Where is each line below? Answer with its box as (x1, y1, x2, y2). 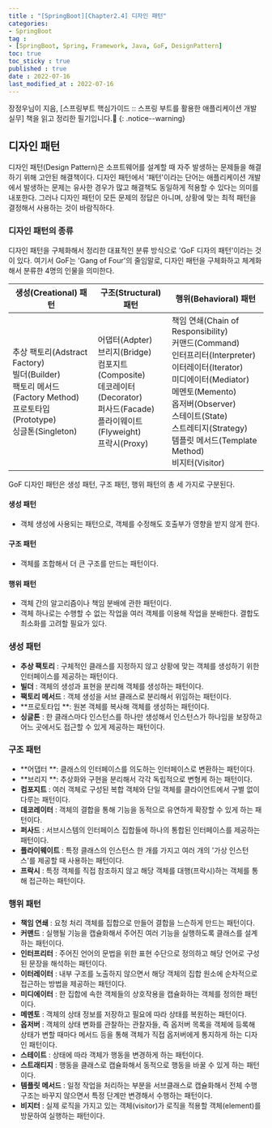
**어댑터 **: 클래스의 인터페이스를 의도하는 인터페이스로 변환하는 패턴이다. (19, 764, 255, 774)
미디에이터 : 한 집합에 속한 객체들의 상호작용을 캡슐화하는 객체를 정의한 (19, 989, 243, 999)
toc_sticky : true (8, 58, 70, 66)
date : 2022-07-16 (8, 72, 70, 80)
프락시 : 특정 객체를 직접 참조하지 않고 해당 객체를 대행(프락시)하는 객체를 (19, 866, 250, 875)
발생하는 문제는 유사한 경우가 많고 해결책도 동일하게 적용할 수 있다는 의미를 (23, 183, 259, 192)
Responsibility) (171, 326, 228, 337)
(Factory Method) (12, 391, 79, 403)
